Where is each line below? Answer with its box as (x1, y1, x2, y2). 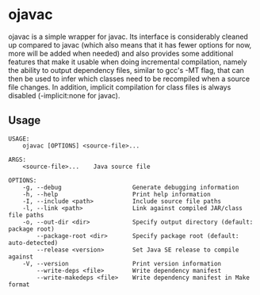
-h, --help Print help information (22, 190, 212, 198)
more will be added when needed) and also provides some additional (8, 48, 234, 58)
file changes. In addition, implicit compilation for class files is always (8, 82, 231, 92)
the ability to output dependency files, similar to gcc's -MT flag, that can (8, 65, 244, 75)
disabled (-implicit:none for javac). (8, 90, 120, 100)
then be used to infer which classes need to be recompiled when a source (8, 74, 250, 83)
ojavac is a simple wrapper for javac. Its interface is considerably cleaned (8, 32, 248, 41)
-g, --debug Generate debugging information (22, 183, 239, 191)
